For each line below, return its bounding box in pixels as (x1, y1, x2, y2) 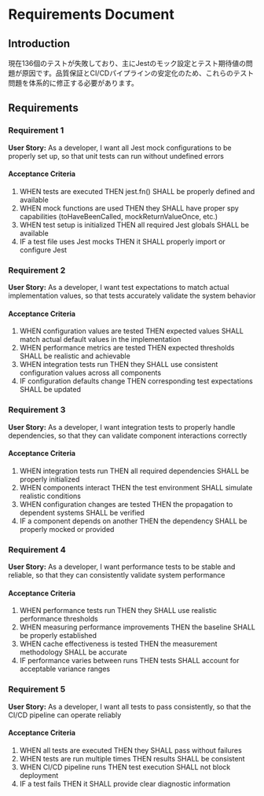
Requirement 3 (8, 405, 66, 416)
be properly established (19, 631, 97, 640)
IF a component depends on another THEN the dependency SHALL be (19, 516, 247, 526)
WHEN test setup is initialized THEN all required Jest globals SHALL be (19, 220, 250, 229)
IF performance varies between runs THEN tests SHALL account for (19, 656, 240, 666)
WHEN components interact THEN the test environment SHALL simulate (19, 482, 253, 492)
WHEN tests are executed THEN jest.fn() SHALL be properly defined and (19, 186, 255, 196)
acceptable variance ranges (19, 664, 111, 673)
